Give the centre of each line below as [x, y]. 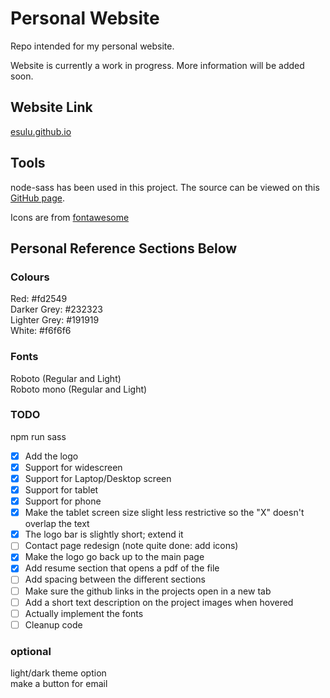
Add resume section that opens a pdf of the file [122, 568]
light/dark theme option [58, 673]
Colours [30, 277]
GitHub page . [37, 198]
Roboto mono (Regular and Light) [79, 389]
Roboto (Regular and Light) [66, 378]
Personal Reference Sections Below [124, 248]
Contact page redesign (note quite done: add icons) [131, 546]
